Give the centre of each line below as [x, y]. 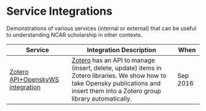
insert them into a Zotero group [116, 91]
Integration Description [121, 50]
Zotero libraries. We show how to [119, 75]
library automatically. [102, 98]
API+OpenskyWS [34, 79]
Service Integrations [59, 11]
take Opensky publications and [116, 83]
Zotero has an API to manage [113, 60]
